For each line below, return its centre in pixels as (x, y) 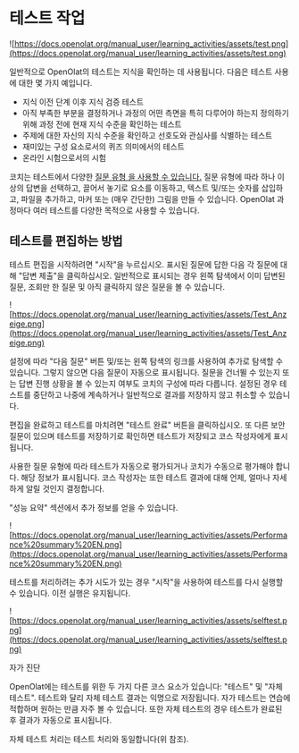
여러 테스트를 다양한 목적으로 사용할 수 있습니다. (116, 210)
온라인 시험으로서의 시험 (64, 157)
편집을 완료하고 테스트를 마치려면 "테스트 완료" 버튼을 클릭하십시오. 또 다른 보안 (147, 425)
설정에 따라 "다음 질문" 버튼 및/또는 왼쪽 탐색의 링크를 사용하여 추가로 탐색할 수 (146, 361)
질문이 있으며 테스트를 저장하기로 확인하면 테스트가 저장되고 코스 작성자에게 (141, 436)
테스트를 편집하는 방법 (66, 241)
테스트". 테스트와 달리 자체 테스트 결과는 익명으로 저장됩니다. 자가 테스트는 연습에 (150, 698)
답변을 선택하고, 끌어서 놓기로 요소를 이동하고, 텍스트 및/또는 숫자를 (142, 188)
